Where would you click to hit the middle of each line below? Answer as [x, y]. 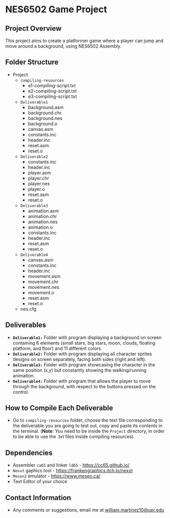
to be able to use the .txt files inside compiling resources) [73, 436]
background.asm [46, 107]
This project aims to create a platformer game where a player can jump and [84, 41]
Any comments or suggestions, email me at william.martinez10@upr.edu [88, 510]
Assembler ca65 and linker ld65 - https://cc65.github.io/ [71, 465]
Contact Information [38, 498]
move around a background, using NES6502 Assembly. [63, 46]
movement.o [41, 292]
